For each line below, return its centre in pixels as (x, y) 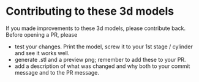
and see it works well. (42, 53)
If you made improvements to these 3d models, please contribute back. (96, 28)
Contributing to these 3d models (90, 11)
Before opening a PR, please (42, 34)
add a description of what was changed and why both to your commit (102, 66)
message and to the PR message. (57, 72)
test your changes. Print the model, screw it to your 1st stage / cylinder (104, 47)
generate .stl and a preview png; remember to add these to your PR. (100, 59)
